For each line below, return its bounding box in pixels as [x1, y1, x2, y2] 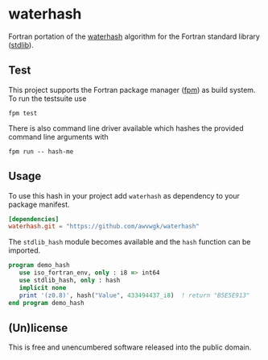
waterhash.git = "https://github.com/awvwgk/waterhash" [8, 223, 200, 231]
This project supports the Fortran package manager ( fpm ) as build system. [8, 85, 256, 94]
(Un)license [8, 320, 68, 335]
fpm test [8, 109, 38, 117]
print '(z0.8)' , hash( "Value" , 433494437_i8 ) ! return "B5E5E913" [19, 291, 250, 299]
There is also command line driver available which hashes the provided [8, 123, 244, 133]
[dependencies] [8, 215, 60, 223]
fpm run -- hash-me [8, 147, 74, 156]
